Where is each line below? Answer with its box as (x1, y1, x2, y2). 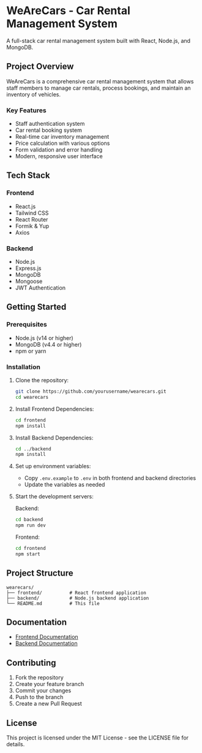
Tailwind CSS (15, 209, 49, 217)
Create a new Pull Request (15, 700, 83, 708)
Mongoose (15, 277, 43, 285)
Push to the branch (15, 693, 64, 701)
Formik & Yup (15, 222, 50, 230)
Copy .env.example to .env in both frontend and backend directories (24, 474, 196, 482)
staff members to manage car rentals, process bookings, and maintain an (6, 84, 191, 91)
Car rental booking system (15, 126, 83, 134)
